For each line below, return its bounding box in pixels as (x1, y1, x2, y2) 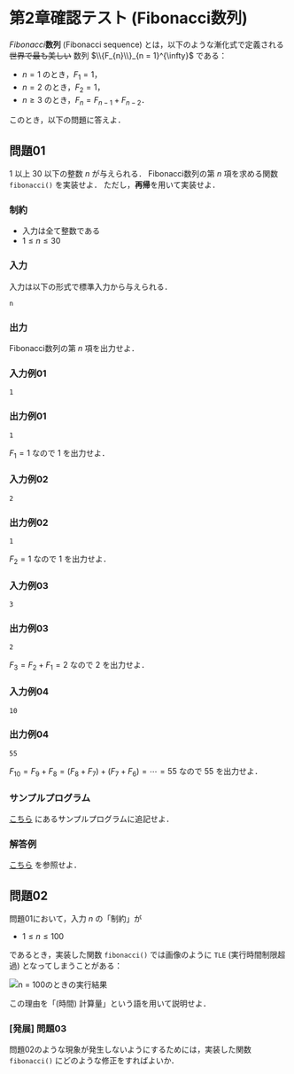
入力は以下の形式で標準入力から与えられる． (9, 281, 173, 292)
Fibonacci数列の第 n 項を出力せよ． (9, 343, 140, 354)
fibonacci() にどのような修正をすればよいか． (9, 1055, 179, 1066)
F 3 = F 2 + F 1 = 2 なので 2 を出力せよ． (9, 660, 150, 672)
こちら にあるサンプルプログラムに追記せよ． (9, 813, 174, 824)
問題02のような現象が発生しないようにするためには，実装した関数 (9, 1044, 252, 1055)
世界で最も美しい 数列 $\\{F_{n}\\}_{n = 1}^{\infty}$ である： (9, 50, 228, 60)
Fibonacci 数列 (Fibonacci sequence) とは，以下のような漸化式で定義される (9, 39, 285, 50)
